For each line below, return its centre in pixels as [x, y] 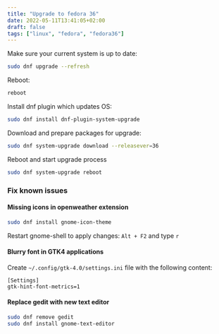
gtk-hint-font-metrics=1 [44, 287]
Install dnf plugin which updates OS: [60, 106]
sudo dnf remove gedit [40, 317]
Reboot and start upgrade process [57, 159]
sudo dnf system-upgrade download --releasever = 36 [83, 145]
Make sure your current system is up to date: [72, 54]
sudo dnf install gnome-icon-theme [60, 222]
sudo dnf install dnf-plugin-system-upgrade [74, 119]
